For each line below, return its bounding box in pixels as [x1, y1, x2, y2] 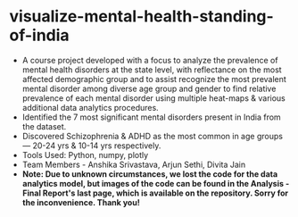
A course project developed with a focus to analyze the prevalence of [21, 54, 278, 65]
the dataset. [21, 121, 67, 131]
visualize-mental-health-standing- [9, 6, 274, 27]
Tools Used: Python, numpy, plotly [21, 149, 149, 160]
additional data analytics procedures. [21, 102, 159, 113]
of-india [9, 25, 70, 46]
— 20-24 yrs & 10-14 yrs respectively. [21, 140, 161, 151]
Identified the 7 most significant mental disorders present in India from [21, 112, 281, 122]
